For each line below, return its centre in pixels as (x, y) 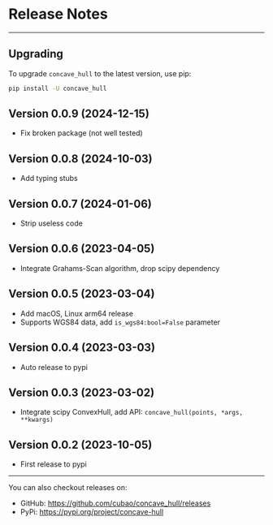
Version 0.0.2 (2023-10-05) (80, 444)
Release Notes (58, 14)
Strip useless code (51, 223)
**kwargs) (37, 420)
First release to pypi (53, 464)
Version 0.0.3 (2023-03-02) (82, 392)
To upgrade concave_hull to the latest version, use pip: (100, 73)
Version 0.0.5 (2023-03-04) (82, 294)
